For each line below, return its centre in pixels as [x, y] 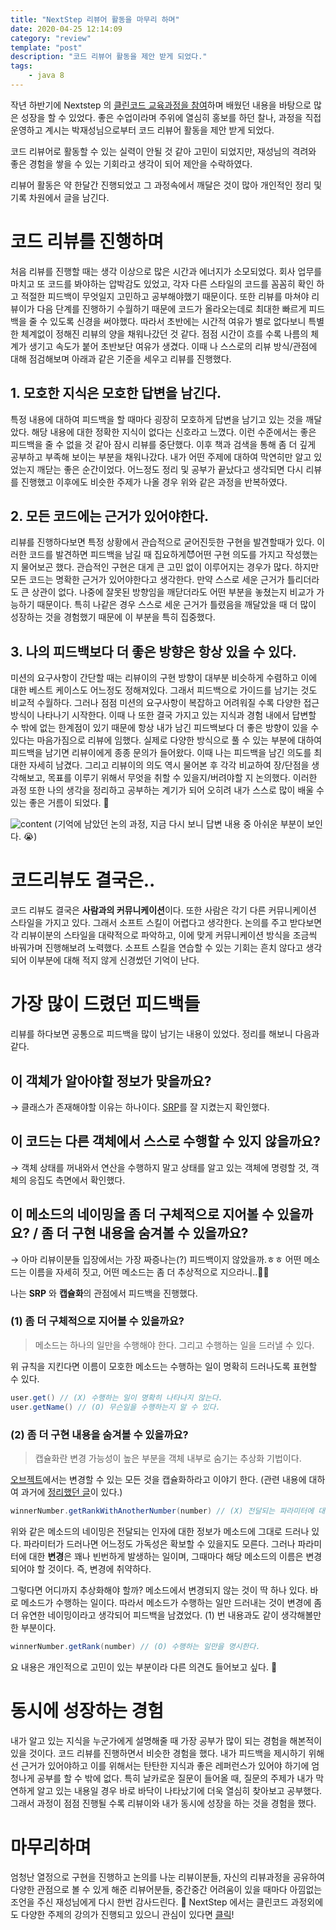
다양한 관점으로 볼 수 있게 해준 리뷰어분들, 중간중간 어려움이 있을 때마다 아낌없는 [166, 1889]
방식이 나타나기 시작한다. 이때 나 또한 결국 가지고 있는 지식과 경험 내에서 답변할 [163, 715]
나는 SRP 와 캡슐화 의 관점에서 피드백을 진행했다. [104, 1293]
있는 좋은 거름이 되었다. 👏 [60, 803]
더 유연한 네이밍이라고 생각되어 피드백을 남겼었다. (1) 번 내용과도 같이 [144, 1615]
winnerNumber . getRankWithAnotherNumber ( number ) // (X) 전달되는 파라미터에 [162, 1511]
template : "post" [46, 47]
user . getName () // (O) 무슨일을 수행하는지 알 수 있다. [115, 1407]
